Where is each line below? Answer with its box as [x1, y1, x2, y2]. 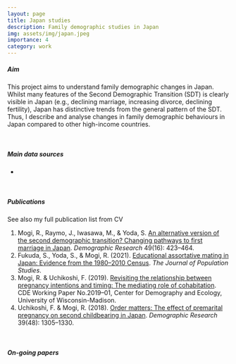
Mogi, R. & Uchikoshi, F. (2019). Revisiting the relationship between [17, 273, 212, 282]
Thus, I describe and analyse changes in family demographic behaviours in [7, 112, 225, 120]
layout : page [7, 10, 46, 18]
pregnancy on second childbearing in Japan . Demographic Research [17, 310, 218, 319]
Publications [7, 197, 46, 206]
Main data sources [7, 149, 64, 158]
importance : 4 [7, 37, 49, 44]
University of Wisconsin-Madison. [17, 296, 117, 304]
